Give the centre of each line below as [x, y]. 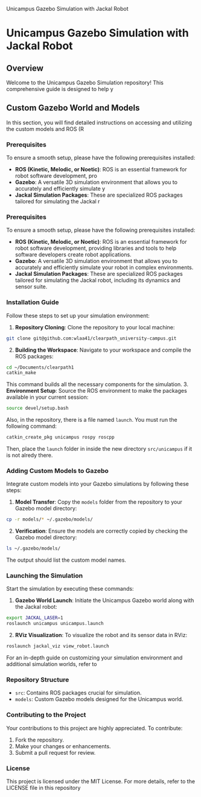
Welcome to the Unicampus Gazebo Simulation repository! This [85, 83]
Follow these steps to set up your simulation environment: [78, 316]
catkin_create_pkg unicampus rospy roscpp [60, 437]
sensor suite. [31, 287]
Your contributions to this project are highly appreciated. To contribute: [94, 728]
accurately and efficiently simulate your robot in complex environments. [104, 267]
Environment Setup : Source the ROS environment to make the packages [97, 391]
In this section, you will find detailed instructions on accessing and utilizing [99, 122]
